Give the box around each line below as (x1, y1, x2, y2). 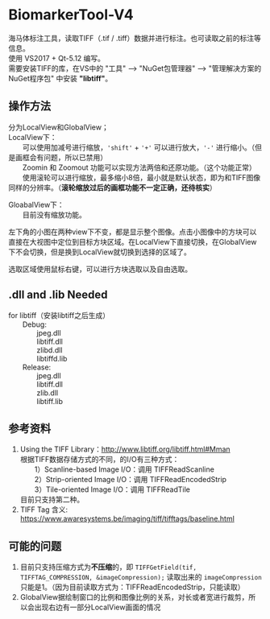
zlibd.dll (36, 345, 63, 355)
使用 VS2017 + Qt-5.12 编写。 (8, 53, 106, 63)
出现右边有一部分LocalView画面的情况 (34, 602, 161, 613)
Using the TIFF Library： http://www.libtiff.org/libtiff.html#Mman (19, 444, 231, 454)
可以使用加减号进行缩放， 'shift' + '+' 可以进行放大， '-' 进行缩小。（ (23, 142, 255, 152)
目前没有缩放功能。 (23, 209, 86, 219)
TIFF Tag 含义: (19, 505, 69, 514)
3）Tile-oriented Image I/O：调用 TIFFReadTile (34, 485, 191, 494)
